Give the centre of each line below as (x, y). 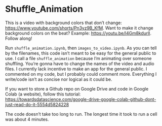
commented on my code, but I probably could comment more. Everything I (81, 74)
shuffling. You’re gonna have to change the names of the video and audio (80, 63)
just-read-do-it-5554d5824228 (37, 104)
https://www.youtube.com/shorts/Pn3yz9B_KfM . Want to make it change (79, 28)
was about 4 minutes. (27, 119)
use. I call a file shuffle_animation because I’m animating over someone (79, 58)
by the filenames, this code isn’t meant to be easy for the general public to (81, 53)
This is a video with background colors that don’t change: (64, 23)
